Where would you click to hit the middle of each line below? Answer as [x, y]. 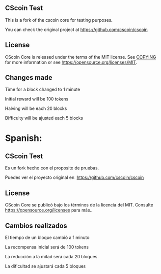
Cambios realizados [36, 225]
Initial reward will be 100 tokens [37, 99]
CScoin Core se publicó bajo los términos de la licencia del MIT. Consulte [79, 205]
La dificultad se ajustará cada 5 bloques [45, 266]
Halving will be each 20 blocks [36, 108]
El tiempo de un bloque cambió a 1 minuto [47, 238]
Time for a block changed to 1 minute [42, 89]
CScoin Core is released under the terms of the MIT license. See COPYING [80, 57]
